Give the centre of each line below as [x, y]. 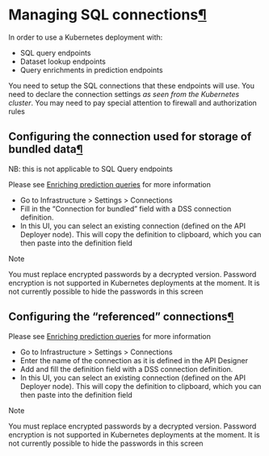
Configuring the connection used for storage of [130, 137]
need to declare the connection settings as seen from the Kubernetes [124, 94]
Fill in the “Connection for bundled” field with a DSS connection [126, 208]
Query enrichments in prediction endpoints [91, 69]
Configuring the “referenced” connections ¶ [121, 317]
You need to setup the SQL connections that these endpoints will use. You [132, 86]
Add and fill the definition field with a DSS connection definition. [126, 369]
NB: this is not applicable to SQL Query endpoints [91, 169]
